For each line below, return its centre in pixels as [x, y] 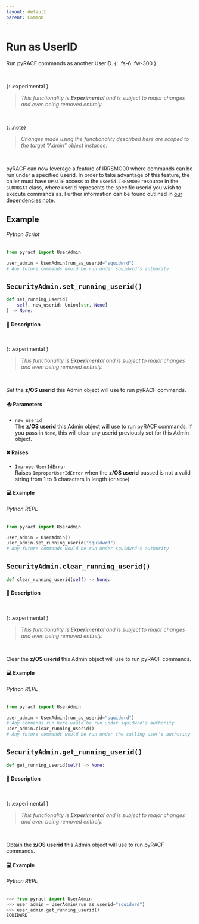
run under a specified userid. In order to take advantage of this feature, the [98, 175]
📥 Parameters [24, 404]
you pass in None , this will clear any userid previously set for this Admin [102, 432]
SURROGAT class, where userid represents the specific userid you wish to [94, 188]
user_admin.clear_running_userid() [50, 729]
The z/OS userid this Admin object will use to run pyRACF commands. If [103, 426]
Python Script [23, 234]
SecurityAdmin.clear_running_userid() [78, 567]
